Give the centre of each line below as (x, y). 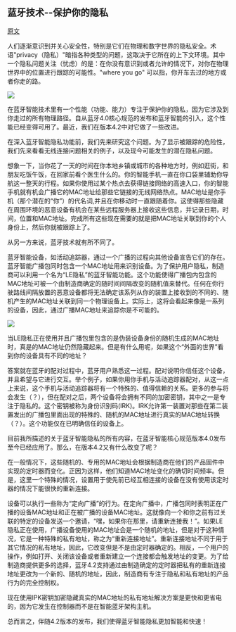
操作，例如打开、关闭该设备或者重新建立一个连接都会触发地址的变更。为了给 (118, 556)
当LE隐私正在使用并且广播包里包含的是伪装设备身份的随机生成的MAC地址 (113, 338)
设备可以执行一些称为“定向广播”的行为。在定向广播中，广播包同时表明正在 (115, 503)
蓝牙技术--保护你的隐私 (58, 13)
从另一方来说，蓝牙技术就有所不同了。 (63, 242)
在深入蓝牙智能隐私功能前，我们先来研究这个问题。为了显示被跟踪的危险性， (118, 141)
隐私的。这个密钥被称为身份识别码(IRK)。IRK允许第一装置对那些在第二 (121, 405)
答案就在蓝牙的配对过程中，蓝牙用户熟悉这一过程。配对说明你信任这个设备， (118, 370)
